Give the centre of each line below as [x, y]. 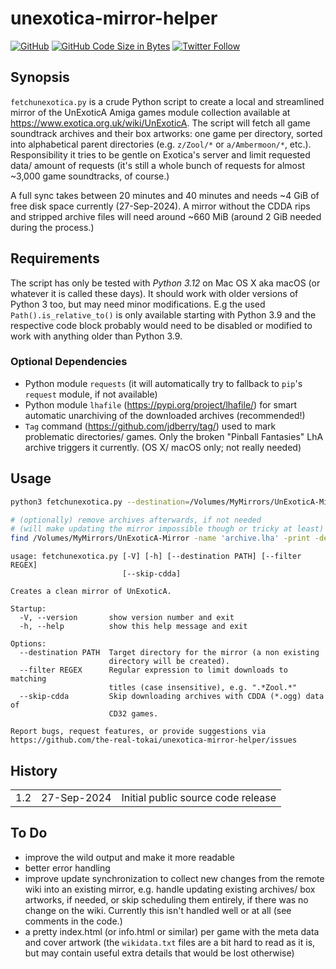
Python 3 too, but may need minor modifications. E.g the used [138, 304]
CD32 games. [133, 714]
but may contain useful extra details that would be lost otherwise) [159, 953]
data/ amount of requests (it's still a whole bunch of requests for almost [157, 165]
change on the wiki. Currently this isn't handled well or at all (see [158, 910]
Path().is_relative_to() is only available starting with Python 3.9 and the [163, 314]
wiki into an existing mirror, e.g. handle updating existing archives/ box [170, 889]
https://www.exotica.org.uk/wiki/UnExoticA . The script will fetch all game [160, 123]
